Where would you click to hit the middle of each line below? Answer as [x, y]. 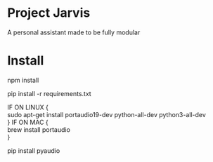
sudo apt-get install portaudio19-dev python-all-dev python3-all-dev [106, 114]
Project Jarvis [49, 13]
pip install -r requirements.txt [49, 93]
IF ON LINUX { [28, 107]
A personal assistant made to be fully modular [74, 32]
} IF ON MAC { [28, 122]
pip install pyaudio [34, 150]
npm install [23, 80]
